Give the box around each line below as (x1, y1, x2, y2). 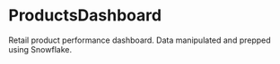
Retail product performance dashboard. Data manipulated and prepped (8, 35, 271, 45)
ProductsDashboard (8, 5, 162, 26)
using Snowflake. (8, 44, 73, 54)
